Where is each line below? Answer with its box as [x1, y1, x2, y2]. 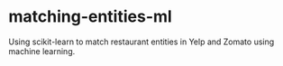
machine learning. [8, 45, 76, 56]
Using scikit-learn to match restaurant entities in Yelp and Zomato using [8, 36, 275, 47]
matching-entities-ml [8, 6, 172, 27]
